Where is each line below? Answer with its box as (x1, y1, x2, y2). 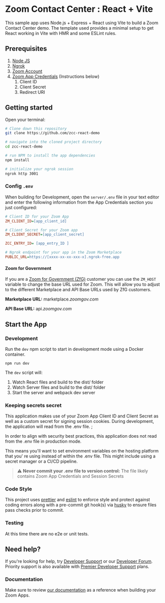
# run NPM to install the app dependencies (5, 153, 96, 158)
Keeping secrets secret (5, 402, 62, 409)
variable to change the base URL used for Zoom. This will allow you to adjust (5, 281, 160, 287)
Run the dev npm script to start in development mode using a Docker (5, 346, 144, 352)
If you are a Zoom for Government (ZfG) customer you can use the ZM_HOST (5, 276, 156, 282)
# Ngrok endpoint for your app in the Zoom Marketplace (5, 250, 122, 255)
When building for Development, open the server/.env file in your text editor (5, 194, 160, 200)
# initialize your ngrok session (5, 166, 74, 171)
